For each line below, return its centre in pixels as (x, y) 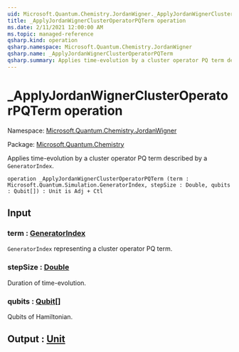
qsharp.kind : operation (43, 41)
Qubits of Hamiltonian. (40, 316)
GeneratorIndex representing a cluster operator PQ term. (90, 249)
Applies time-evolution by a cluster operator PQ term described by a (107, 158)
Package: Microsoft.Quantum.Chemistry (66, 144)
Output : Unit (36, 339)
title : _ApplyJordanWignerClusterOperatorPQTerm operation (97, 21)
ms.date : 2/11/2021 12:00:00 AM (55, 27)
